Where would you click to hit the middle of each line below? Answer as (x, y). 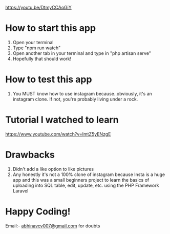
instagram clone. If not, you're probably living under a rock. (75, 99)
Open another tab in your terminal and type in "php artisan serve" (82, 53)
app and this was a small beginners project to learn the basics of (81, 180)
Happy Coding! (38, 211)
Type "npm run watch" (37, 48)
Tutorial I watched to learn (62, 120)
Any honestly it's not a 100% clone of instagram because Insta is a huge (89, 174)
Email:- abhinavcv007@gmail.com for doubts (53, 226)
